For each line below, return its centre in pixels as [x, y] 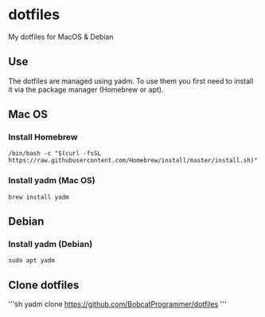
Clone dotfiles [44, 285]
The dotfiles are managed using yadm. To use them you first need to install [131, 80]
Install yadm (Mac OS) [52, 181]
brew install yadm [39, 197]
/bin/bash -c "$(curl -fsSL [55, 154]
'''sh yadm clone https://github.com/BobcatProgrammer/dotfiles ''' [117, 304]
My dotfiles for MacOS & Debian [61, 37]
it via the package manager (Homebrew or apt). [86, 89]
